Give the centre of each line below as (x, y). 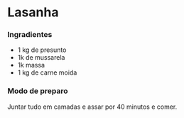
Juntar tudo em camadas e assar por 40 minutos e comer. (92, 107)
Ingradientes (30, 35)
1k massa (31, 65)
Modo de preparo (38, 91)
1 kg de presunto (42, 50)
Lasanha (33, 12)
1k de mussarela (41, 58)
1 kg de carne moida (47, 73)
